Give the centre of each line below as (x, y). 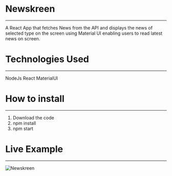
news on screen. (23, 38)
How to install (35, 99)
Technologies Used (47, 59)
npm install (24, 123)
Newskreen (30, 9)
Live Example (34, 149)
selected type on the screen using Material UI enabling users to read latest (84, 33)
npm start (23, 129)
